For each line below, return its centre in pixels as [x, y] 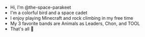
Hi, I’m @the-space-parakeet [40, 7]
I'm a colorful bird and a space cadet [49, 13]
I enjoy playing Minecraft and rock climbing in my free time [71, 18]
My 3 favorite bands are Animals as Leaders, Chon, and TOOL [75, 23]
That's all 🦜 [22, 29]
